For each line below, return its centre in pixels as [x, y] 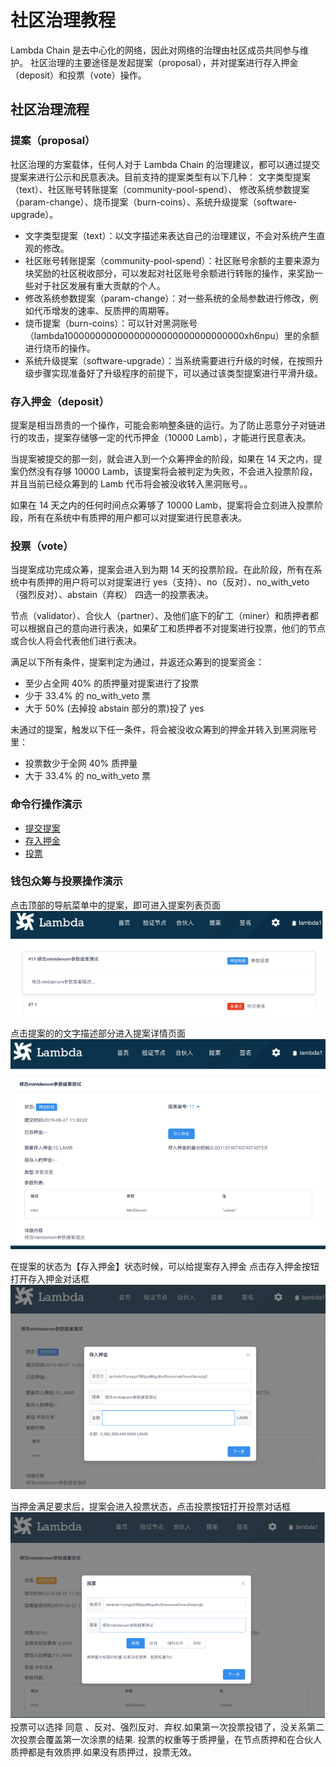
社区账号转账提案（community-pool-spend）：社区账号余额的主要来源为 [172, 260]
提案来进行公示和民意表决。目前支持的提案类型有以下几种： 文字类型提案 [160, 177]
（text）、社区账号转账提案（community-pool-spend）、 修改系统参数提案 [160, 189]
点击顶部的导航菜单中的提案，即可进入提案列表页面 [115, 905]
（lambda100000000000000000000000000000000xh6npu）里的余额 [172, 335]
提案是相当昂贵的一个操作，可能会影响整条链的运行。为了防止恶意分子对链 [163, 425]
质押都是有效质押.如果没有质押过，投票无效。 [104, 1752]
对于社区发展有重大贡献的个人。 [99, 285]
